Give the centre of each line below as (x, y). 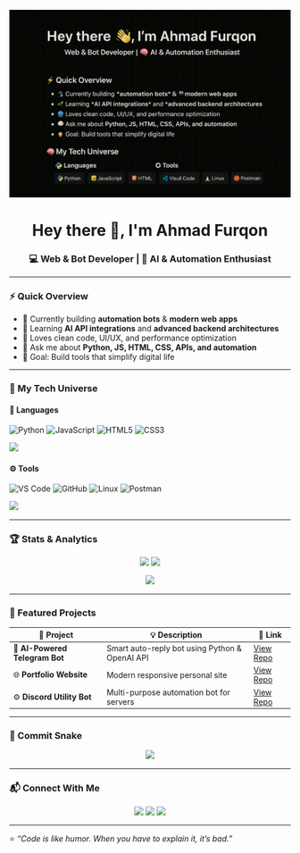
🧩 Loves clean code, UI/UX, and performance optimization (129, 338)
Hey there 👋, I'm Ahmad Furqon (150, 230)
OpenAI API (128, 658)
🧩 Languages (34, 410)
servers (121, 701)
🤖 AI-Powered (40, 648)
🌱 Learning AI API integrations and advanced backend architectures (150, 329)
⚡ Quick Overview (49, 297)
